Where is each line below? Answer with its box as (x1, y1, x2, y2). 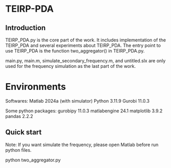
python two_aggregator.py (5, 157, 61, 163)
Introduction (5, 23, 46, 32)
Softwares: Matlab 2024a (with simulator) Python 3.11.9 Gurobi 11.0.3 (5, 98, 150, 104)
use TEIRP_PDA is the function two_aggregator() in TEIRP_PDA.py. (5, 48, 145, 54)
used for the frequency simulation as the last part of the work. (5, 63, 136, 69)
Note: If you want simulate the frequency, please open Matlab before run (5, 141, 159, 148)
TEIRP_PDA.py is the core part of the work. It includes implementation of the (5, 37, 166, 43)
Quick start (5, 128, 42, 137)
